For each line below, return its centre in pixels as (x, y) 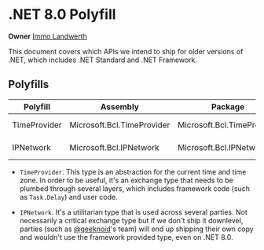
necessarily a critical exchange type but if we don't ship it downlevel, (131, 220)
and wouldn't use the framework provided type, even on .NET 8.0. (126, 237)
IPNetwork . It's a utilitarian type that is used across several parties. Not (133, 212)
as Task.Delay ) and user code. (68, 197)
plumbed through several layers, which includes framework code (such (134, 188)
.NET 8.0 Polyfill (62, 15)
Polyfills (29, 85)
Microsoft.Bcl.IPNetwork (114, 147)
